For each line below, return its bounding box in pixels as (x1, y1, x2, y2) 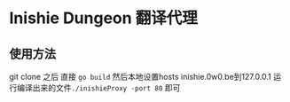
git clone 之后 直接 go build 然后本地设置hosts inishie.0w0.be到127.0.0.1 (9, 72, 272, 82)
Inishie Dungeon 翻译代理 (9, 8, 198, 28)
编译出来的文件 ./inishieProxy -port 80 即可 (16, 82, 181, 93)
